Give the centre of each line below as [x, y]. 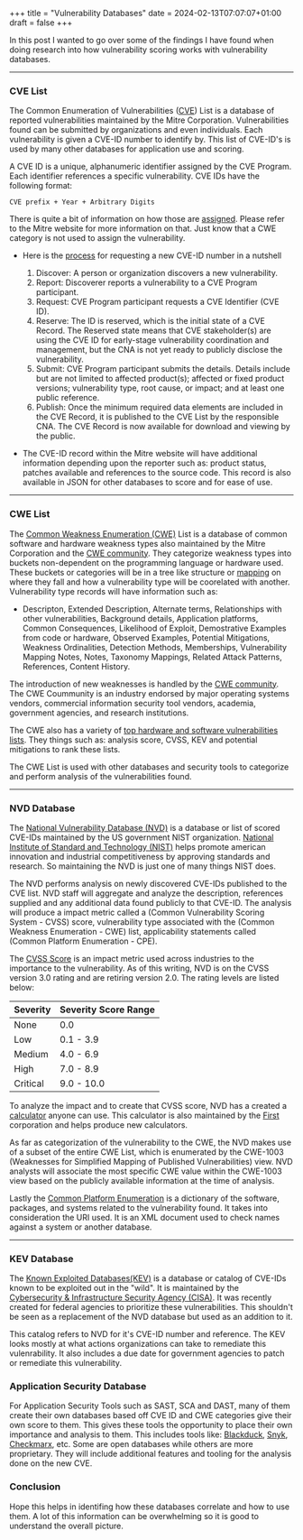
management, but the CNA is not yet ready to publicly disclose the [159, 350]
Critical [29, 1084]
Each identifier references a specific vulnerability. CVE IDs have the [134, 176]
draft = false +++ [41, 23]
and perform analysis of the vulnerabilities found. [101, 776]
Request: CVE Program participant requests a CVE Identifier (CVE [157, 302]
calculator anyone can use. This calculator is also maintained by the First [144, 1115]
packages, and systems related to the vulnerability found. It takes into [139, 1207]
